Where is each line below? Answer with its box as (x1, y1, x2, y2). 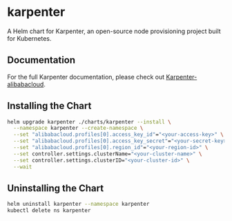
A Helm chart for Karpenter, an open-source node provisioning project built (7, 27, 221, 35)
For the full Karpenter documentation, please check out (7, 73, 165, 81)
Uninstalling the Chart (7, 182, 104, 194)
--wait (13, 163, 32, 170)
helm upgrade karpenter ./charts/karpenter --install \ (7, 118, 171, 125)
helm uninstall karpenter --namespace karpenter (7, 201, 150, 208)
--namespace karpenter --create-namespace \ (13, 125, 144, 132)
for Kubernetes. (7, 34, 52, 42)
